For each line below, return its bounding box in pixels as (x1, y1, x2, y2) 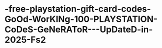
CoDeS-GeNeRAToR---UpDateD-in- (4, 24, 153, 35)
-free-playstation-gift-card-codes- (4, 3, 151, 15)
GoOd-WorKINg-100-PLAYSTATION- (4, 14, 158, 25)
